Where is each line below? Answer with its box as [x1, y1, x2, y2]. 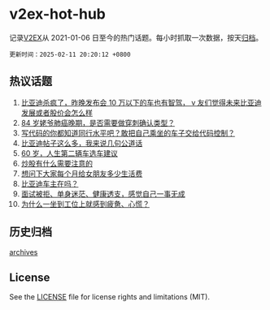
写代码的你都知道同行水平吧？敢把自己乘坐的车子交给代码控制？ [20, 127, 235, 138]
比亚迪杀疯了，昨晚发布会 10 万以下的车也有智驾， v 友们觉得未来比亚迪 [20, 97, 262, 107]
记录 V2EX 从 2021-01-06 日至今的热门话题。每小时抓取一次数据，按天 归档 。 [9, 32, 263, 42]
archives [9, 247, 38, 256]
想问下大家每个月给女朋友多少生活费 [20, 168, 143, 179]
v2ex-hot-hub [9, 5, 107, 24]
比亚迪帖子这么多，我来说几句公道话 [20, 138, 143, 148]
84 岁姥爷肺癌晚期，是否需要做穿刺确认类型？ [20, 118, 176, 127]
